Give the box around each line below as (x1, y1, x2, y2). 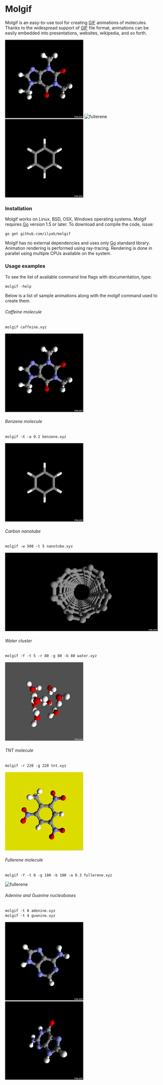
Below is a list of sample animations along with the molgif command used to (5, 292, 158, 298)
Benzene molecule (5, 419, 42, 425)
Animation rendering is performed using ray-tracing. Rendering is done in (5, 245, 153, 251)
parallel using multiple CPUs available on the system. (5, 251, 112, 257)
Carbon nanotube (5, 528, 41, 534)
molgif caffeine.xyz (5, 325, 47, 330)
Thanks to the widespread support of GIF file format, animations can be (5, 24, 149, 30)
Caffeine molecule (5, 309, 42, 315)
